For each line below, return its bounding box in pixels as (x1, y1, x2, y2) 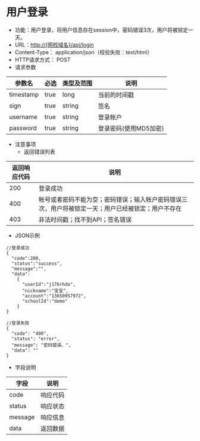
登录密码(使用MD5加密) (98, 124, 164, 132)
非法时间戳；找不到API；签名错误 (38, 215, 132, 223)
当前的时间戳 (98, 91, 135, 99)
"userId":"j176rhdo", (21, 281, 76, 287)
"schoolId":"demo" (21, 298, 68, 304)
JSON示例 (14, 232, 40, 239)
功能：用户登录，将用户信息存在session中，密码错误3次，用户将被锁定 (14, 26, 189, 33)
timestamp (9, 90, 39, 98)
